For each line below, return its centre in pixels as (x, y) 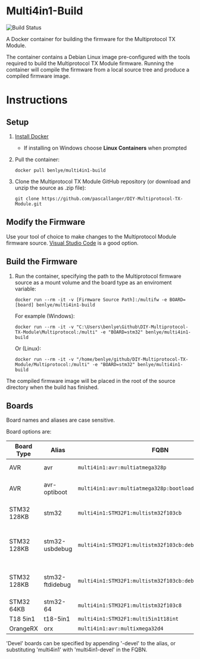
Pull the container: (37, 159)
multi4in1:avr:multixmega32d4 (121, 629)
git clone (27, 199)
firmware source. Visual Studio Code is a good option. (72, 243)
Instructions (37, 100)
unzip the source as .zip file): (50, 188)
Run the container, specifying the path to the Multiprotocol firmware (98, 276)
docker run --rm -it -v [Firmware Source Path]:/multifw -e (91, 299)
